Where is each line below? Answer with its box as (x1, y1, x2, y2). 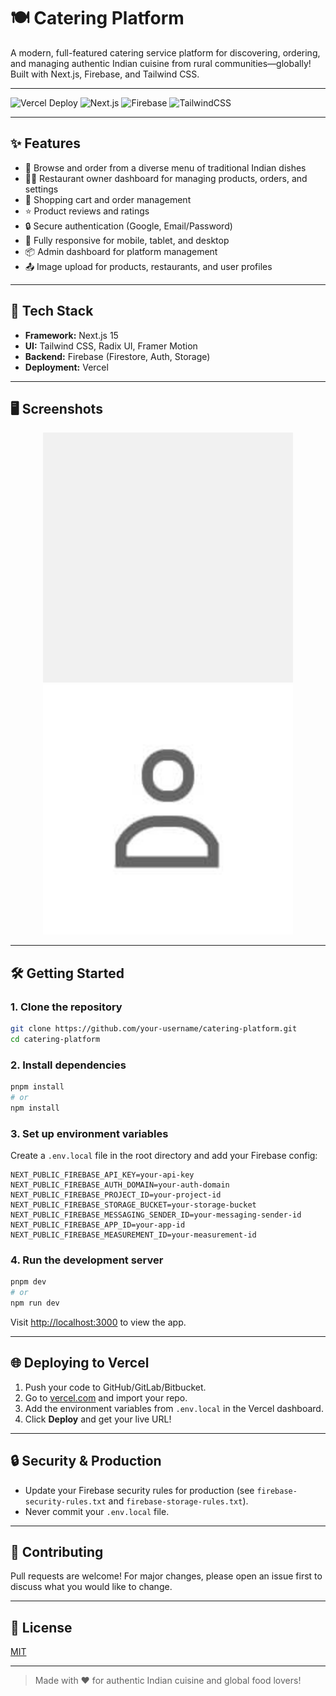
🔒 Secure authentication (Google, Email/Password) (24, 220, 233, 232)
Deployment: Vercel (24, 361, 109, 373)
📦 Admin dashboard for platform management (24, 245, 218, 257)
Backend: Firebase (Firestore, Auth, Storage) (24, 350, 211, 362)
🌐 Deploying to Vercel (10, 1355, 150, 1372)
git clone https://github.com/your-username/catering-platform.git (10, 1024, 298, 1034)
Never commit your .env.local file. (24, 1505, 170, 1517)
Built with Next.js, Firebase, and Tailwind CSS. (10, 68, 200, 80)
